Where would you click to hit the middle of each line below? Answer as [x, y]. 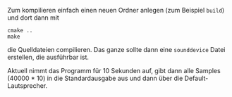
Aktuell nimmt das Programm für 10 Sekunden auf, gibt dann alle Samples [114, 71]
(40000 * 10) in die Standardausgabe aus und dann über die [95, 78]
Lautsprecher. [28, 86]
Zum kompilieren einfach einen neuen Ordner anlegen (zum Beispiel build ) [116, 10]
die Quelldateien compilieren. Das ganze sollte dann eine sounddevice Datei [116, 50]
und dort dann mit [33, 18]
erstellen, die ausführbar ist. [48, 57]
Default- [196, 78]
